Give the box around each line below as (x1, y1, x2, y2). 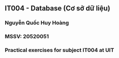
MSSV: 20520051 (5, 33, 49, 40)
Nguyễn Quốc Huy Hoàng (5, 19, 69, 26)
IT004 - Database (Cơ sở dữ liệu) (5, 4, 110, 13)
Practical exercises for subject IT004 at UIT (5, 47, 114, 54)
